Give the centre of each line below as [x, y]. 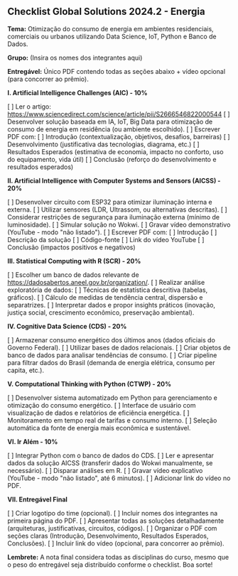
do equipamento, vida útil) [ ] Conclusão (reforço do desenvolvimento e [112, 159]
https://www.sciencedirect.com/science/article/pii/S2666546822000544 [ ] [119, 114]
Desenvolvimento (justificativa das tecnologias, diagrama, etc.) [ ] [104, 144]
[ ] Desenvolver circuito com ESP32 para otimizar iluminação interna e [110, 202]
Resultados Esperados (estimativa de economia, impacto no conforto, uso [115, 151]
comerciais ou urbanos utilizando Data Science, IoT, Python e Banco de [112, 36]
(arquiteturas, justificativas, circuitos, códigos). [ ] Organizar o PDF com [112, 528]
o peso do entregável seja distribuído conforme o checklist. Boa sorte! [110, 565]
